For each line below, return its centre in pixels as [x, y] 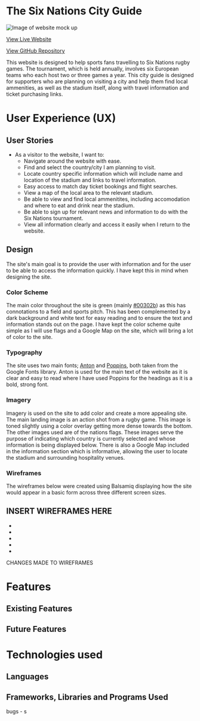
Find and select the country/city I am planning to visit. [90, 167]
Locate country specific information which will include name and [103, 173]
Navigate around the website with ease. [73, 161]
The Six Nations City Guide [74, 11]
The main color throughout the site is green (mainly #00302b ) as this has [96, 305]
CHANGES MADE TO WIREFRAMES [50, 563]
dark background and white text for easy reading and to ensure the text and [99, 318]
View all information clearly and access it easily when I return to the [107, 224]
